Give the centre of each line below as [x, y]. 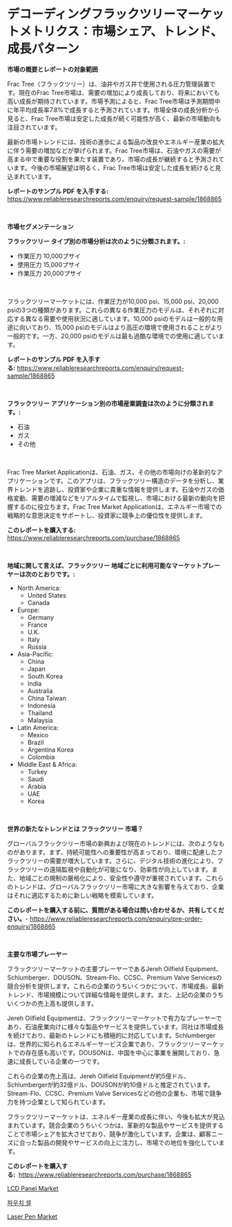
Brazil [36, 742]
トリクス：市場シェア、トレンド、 [127, 31]
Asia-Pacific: [35, 654]
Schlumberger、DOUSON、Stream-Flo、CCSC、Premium [90, 977]
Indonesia [41, 705]
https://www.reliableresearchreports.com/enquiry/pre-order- [116, 919]
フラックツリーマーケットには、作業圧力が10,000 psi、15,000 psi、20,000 [113, 301]
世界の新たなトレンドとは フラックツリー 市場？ [75, 829]
